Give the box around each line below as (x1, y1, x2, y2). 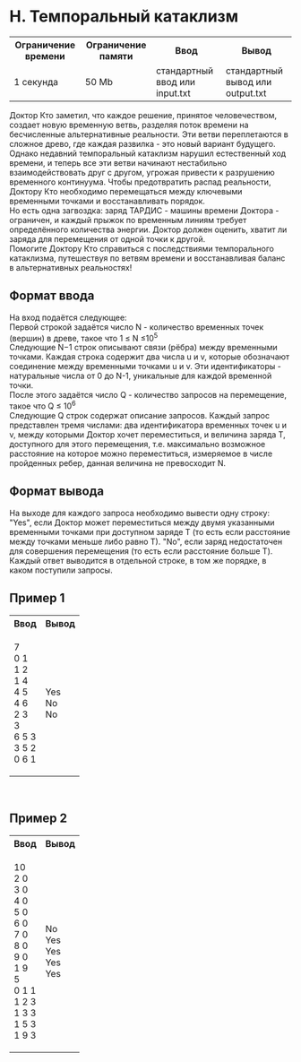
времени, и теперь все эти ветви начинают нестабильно (9, 157, 228, 168)
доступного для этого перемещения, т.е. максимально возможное (9, 439, 266, 450)
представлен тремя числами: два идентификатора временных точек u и (9, 419, 287, 431)
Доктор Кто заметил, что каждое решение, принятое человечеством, (9, 109, 278, 120)
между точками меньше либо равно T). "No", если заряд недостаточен (9, 536, 283, 547)
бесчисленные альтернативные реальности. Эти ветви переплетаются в (9, 128, 288, 140)
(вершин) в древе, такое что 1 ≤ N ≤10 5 (9, 331, 159, 343)
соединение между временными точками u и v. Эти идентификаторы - (9, 361, 282, 372)
